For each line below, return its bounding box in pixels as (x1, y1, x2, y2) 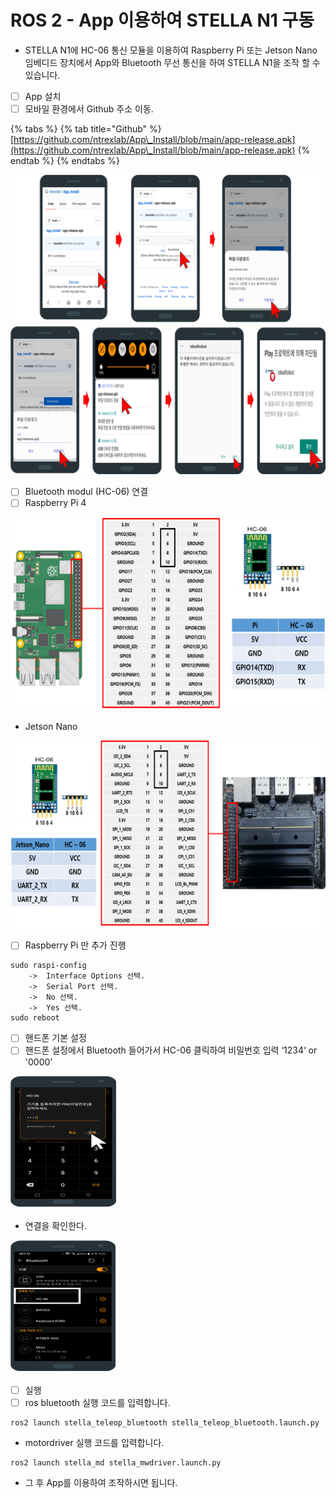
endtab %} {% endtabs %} (10, 155, 120, 167)
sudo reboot (10, 1013, 60, 1023)
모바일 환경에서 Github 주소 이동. (24, 103, 154, 115)
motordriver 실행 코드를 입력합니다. (24, 1436, 165, 1448)
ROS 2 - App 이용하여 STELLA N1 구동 (10, 9, 315, 32)
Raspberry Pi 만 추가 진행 (24, 939, 127, 951)
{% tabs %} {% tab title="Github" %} (10, 123, 162, 135)
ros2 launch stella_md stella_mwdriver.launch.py (10, 1457, 222, 1468)
